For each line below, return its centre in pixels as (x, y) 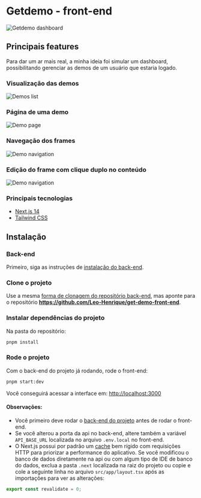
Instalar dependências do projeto (55, 318)
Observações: (24, 407)
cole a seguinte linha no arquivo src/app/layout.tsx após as (90, 471)
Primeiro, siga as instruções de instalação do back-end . (75, 267)
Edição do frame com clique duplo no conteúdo (76, 169)
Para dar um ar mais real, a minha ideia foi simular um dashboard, (87, 61)
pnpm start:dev (25, 382)
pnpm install (22, 342)
